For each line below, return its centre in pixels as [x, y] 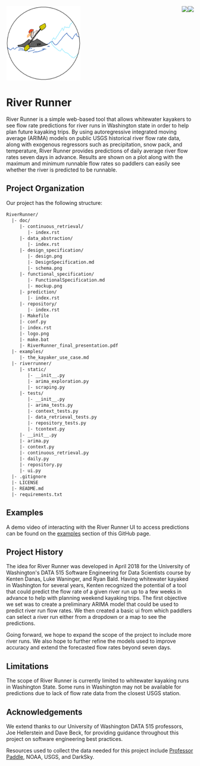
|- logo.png [34, 334]
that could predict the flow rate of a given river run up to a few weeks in [94, 591]
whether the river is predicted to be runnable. [62, 170]
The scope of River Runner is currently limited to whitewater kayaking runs [98, 681]
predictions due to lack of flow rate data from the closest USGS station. [93, 693]
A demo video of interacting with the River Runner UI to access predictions [98, 527]
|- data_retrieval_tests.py [62, 417]
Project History [35, 552]
